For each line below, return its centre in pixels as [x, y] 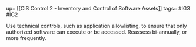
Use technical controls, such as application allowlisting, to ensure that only [97, 26]
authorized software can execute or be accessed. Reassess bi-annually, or [97, 32]
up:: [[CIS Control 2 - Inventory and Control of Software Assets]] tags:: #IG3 [98, 8]
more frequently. [26, 38]
